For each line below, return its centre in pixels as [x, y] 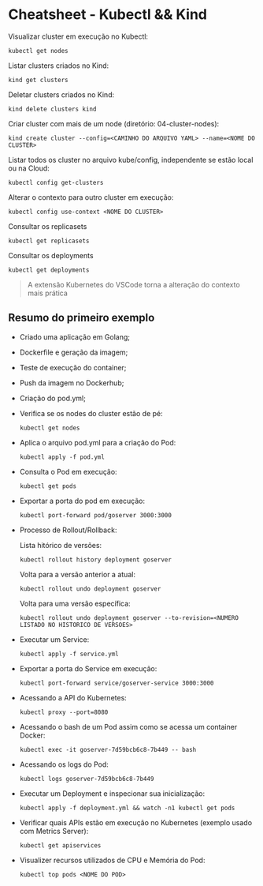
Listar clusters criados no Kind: [59, 66]
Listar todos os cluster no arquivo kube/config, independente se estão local [131, 160]
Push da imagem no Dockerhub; [72, 383]
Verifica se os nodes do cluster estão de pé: [91, 413]
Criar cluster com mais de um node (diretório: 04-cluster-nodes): [114, 123]
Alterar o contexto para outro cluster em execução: [91, 197]
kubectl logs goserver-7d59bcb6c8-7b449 [87, 779]
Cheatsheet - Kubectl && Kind [107, 15]
